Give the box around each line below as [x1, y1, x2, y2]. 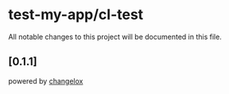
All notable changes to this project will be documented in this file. [8, 32, 223, 41]
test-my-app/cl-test [8, 6, 144, 24]
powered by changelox [8, 76, 83, 85]
